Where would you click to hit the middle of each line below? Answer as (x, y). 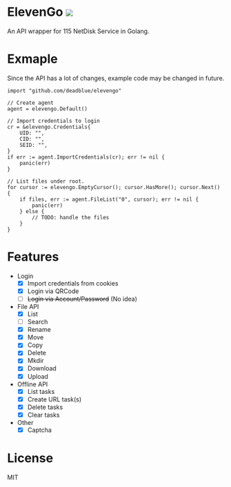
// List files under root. (46, 181)
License (30, 458)
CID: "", (32, 139)
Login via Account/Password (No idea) (82, 299)
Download (42, 368)
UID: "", (32, 133)
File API (28, 307)
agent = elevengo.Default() (48, 109)
